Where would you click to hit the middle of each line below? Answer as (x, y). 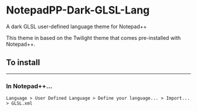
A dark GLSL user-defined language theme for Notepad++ (77, 26)
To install (23, 63)
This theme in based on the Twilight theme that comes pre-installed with (94, 38)
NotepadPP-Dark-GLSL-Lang (78, 10)
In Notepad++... (29, 86)
